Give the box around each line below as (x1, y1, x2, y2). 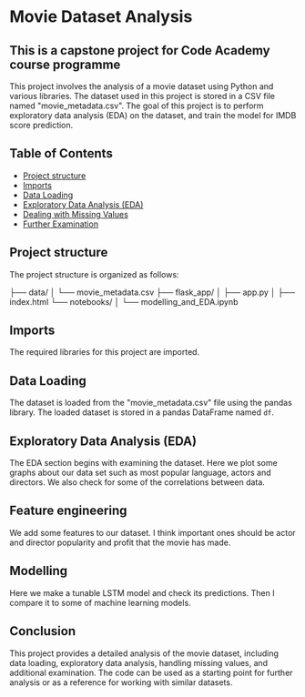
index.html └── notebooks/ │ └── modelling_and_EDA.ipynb (9, 296, 239, 307)
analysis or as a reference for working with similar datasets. (9, 676, 233, 688)
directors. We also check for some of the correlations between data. (9, 477, 266, 488)
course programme (9, 56, 121, 72)
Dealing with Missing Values (22, 208, 129, 219)
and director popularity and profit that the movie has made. (9, 537, 231, 548)
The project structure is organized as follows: (9, 268, 179, 279)
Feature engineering (9, 503, 127, 519)
